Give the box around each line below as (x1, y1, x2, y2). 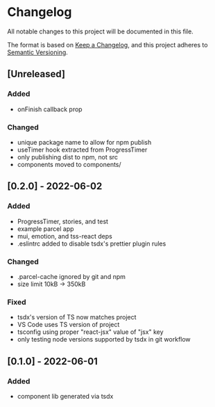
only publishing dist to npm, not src (17, 152, 119, 161)
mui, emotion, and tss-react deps (17, 232, 112, 240)
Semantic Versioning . (7, 48, 68, 56)
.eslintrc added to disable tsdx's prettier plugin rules (17, 239, 166, 248)
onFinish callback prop (17, 105, 83, 113)
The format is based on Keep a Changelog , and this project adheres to (7, 40, 208, 49)
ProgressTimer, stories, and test (17, 217, 109, 225)
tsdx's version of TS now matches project (17, 313, 137, 321)
